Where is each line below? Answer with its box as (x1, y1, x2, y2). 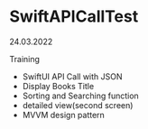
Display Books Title (22, 80, 95, 91)
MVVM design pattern (22, 109, 106, 120)
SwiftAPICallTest (9, 6, 139, 27)
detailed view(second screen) (22, 99, 134, 110)
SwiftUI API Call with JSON (22, 70, 123, 82)
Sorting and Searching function (22, 90, 140, 101)
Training (9, 53, 41, 64)
